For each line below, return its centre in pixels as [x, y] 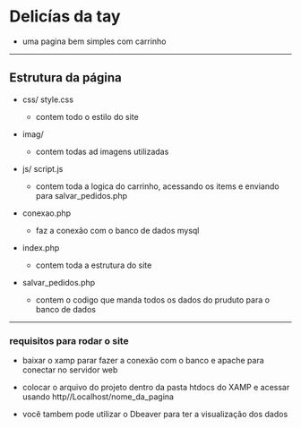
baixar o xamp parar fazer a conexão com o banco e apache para [143, 361]
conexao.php [47, 213]
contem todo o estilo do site [87, 116]
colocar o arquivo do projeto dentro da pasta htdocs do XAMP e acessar [156, 388]
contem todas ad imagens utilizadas [102, 151]
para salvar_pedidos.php [82, 195]
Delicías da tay [65, 17]
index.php [41, 247]
